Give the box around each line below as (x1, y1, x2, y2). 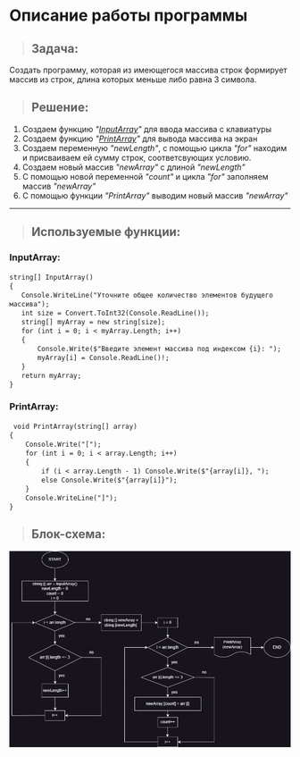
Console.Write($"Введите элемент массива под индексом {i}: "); (37, 344, 281, 353)
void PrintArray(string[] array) (12, 422, 138, 431)
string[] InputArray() (9, 273, 94, 282)
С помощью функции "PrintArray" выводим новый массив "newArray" (21, 189, 288, 201)
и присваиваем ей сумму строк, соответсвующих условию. (21, 152, 252, 163)
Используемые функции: (30, 224, 181, 240)
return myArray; (21, 371, 82, 380)
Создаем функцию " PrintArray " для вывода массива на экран (21, 133, 258, 144)
